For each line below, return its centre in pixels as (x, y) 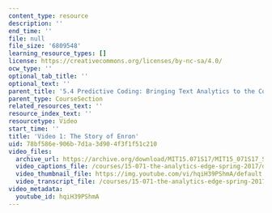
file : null (27, 38)
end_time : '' (30, 31)
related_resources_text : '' (56, 106)
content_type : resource (49, 16)
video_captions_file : (52, 167)
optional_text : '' (39, 83)
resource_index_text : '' (50, 114)
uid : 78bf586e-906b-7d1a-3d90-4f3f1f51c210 (83, 144)
